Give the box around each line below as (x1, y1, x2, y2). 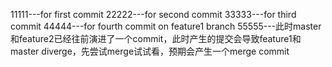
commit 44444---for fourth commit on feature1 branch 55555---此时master (10, 20, 322, 32)
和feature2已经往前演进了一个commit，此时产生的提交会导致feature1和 (10, 33, 302, 44)
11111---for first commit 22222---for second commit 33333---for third (10, 9, 297, 20)
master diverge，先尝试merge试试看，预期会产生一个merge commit (10, 45, 290, 57)
